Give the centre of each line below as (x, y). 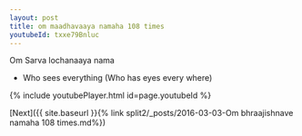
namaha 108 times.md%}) (58, 122)
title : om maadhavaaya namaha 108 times (87, 26)
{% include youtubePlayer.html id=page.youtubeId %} (111, 95)
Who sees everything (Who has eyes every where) (117, 78)
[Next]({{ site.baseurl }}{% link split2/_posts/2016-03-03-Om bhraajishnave (151, 113)
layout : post (34, 18)
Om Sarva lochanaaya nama (62, 61)
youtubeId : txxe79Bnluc (55, 34)
